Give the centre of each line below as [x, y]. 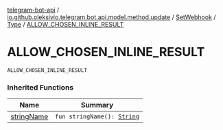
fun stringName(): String [97, 117]
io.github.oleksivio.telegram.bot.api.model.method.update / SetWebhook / [111, 17]
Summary [97, 105]
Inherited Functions [40, 87]
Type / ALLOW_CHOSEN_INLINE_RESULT [66, 24]
